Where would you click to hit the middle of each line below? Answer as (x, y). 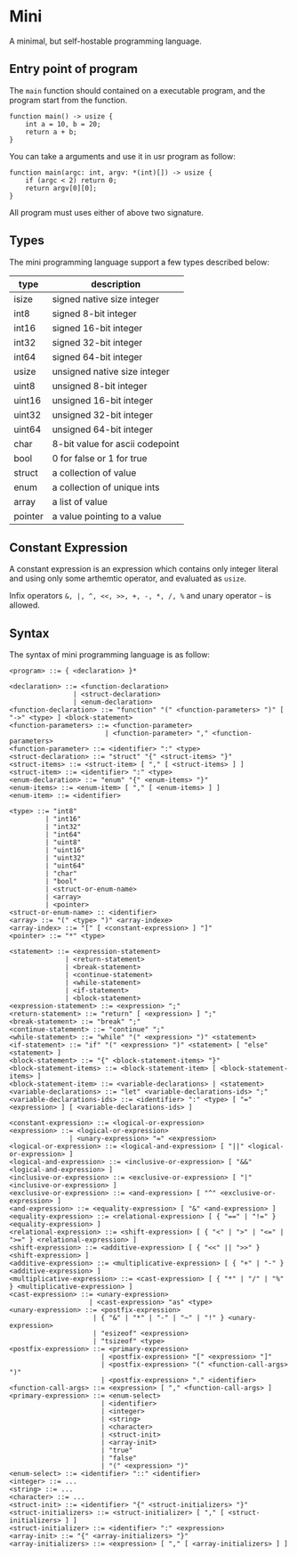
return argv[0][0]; (61, 188)
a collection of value (94, 472)
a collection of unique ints (106, 487)
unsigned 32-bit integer (103, 414)
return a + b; (51, 132)
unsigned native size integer (111, 371)
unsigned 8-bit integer (100, 386)
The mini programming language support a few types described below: (139, 262)
